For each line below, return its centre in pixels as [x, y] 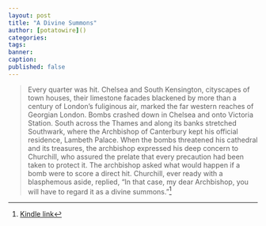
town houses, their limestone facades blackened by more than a [132, 98]
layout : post [30, 15]
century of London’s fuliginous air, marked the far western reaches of [141, 106]
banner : [21, 52]
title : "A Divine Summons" [53, 23]
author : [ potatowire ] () [47, 30]
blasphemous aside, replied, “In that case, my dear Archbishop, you [138, 182]
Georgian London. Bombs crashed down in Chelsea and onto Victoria [141, 115]
